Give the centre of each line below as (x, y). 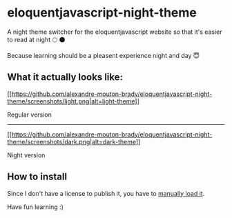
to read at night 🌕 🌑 (36, 39)
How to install (37, 177)
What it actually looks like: (65, 77)
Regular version (29, 115)
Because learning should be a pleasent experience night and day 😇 (104, 55)
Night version (26, 155)
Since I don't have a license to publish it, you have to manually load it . (106, 193)
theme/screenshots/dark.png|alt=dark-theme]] (74, 141)
